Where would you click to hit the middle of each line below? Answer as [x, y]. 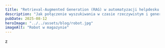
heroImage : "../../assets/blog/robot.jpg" [49, 23]
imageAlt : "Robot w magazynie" [37, 28]
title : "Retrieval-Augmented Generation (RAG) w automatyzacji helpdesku [82, 9]
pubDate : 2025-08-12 [26, 18]
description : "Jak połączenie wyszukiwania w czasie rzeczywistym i [77, 14]
